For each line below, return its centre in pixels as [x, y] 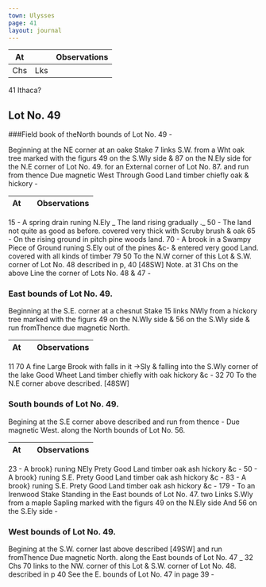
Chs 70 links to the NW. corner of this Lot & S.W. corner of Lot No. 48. [122, 566]
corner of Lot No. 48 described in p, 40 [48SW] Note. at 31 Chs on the [123, 265]
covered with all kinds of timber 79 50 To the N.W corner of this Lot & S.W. [130, 256]
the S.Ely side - [33, 511]
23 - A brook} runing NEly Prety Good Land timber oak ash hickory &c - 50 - [133, 468]
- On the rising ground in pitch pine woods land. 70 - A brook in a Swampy [130, 239]
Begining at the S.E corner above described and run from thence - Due [124, 422]
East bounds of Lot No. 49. [61, 293]
